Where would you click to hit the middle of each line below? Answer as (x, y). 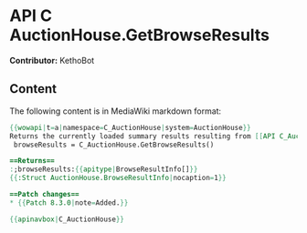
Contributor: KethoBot (52, 60)
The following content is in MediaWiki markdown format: (116, 111)
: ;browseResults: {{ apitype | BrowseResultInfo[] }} (104, 169)
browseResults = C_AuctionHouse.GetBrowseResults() (114, 145)
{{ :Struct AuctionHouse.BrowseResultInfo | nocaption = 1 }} (118, 178)
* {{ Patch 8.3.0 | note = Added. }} (69, 203)
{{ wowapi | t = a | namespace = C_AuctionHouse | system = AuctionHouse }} (130, 127)
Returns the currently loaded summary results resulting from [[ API (143, 136)
